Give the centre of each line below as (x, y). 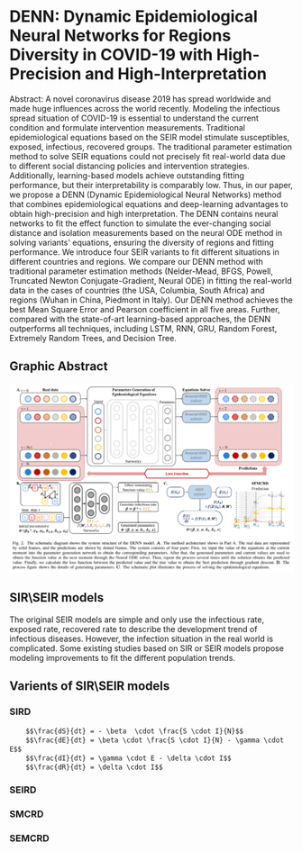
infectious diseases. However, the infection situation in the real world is (141, 638)
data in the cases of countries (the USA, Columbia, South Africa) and (137, 290)
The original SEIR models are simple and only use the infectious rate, (137, 620)
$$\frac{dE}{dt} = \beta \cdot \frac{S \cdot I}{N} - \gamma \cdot (155, 740)
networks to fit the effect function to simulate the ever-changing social (140, 223)
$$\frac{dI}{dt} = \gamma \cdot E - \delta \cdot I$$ (128, 758)
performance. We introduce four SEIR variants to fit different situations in (144, 252)
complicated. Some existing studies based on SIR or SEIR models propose (146, 648)
